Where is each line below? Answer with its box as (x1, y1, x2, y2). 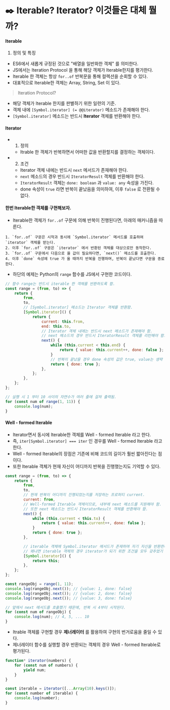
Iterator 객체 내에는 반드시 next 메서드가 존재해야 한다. (20, 167, 128, 173)
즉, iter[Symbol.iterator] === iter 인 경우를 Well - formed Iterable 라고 (12, 438, 163, 444)
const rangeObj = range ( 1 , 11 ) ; (5, 581, 73, 586)
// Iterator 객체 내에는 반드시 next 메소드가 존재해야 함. (41, 328, 153, 333)
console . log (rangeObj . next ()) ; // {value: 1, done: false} (5, 586, 133, 591)
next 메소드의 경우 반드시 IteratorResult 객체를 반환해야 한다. (20, 173, 145, 179)
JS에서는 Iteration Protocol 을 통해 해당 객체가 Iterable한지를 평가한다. (12, 67, 153, 73)
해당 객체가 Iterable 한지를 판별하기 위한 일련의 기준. (12, 100, 116, 107)
